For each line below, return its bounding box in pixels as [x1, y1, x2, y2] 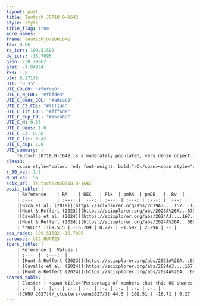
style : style [6, 20, 39, 26]
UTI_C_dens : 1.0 [6, 125, 46, 131]
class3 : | [6, 158, 31, 164]
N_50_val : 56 [6, 175, 39, 181]
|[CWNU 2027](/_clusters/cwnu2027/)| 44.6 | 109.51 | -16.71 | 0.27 [17, 291, 190, 297]
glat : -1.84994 [6, 64, 44, 70]
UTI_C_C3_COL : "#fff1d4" [6, 102, 68, 109]
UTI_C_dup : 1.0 [6, 141, 44, 148]
